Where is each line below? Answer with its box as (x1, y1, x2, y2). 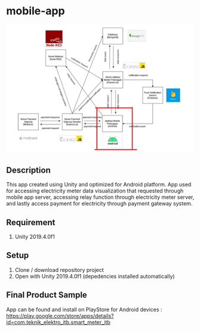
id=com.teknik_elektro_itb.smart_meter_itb (6, 318, 110, 326)
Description (6, 165, 51, 175)
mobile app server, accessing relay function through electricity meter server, (6, 194, 195, 201)
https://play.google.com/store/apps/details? (6, 312, 115, 319)
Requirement (6, 217, 56, 228)
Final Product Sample (6, 290, 88, 300)
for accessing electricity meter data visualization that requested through (6, 187, 184, 195)
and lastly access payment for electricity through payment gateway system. (6, 200, 193, 207)
